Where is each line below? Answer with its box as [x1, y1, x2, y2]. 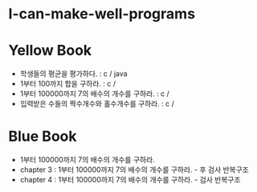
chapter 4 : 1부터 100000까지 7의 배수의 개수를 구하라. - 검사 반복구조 [19, 175, 241, 185]
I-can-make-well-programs [8, 5, 195, 23]
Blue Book [8, 127, 77, 146]
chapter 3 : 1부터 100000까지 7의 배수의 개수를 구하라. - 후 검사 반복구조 [19, 165, 249, 174]
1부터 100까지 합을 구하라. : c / [19, 79, 116, 89]
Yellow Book [8, 42, 92, 60]
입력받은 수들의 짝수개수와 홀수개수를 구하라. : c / [19, 99, 175, 109]
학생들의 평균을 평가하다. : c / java [19, 69, 128, 78]
